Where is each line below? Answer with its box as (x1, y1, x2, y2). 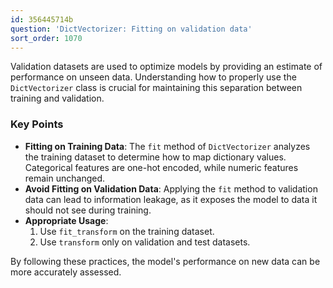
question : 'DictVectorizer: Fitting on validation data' (10, 24, 253, 34)
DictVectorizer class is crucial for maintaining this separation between (10, 82, 303, 94)
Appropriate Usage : (24, 214, 109, 226)
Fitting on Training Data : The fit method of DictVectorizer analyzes (24, 140, 311, 152)
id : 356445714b (10, 14, 74, 25)
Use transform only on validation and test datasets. (39, 236, 251, 248)
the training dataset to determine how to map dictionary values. (24, 151, 287, 163)
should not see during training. (24, 204, 152, 216)
